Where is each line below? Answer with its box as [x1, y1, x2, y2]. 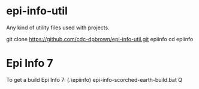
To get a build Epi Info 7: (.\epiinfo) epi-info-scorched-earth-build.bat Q [6, 76, 183, 83]
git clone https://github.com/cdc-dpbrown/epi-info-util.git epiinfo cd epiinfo [6, 35, 194, 42]
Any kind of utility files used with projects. [6, 24, 110, 31]
